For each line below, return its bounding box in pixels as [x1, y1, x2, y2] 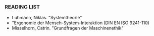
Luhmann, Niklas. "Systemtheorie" [11, 15, 82, 21]
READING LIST [4, 3, 40, 10]
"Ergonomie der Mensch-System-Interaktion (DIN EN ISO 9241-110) [11, 20, 150, 26]
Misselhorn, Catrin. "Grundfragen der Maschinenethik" [11, 25, 124, 31]
